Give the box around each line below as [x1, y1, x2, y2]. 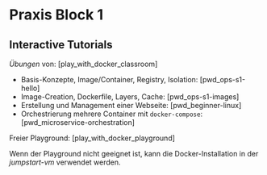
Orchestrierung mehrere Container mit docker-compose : [20, 109, 203, 119]
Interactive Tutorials [9, 38, 113, 52]
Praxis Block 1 [9, 6, 104, 24]
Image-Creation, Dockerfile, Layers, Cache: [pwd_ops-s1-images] [20, 92, 240, 102]
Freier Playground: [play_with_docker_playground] [9, 133, 176, 143]
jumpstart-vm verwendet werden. [9, 157, 121, 167]
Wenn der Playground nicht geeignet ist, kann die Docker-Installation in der [9, 149, 259, 158]
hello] [20, 83, 40, 93]
